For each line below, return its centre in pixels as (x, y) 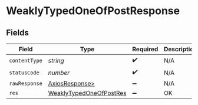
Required (145, 49)
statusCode (24, 73)
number (59, 73)
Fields (18, 33)
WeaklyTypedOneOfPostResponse (93, 11)
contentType (26, 60)
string (56, 60)
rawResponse (26, 83)
